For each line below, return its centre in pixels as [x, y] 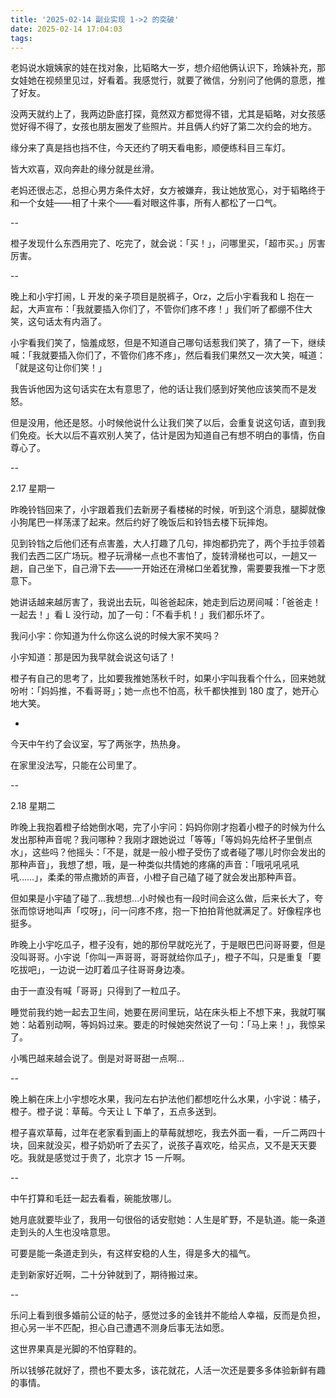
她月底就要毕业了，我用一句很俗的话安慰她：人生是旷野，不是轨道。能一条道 [168, 1220]
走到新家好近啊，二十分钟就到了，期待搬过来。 [106, 1275]
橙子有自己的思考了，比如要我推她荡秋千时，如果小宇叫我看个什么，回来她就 [168, 678]
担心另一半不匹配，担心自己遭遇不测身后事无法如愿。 [120, 1328]
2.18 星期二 [33, 806]
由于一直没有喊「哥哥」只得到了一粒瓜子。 [98, 991]
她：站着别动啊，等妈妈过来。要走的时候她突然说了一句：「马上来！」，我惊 [163, 1025]
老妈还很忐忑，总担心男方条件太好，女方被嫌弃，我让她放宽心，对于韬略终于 [168, 190]
